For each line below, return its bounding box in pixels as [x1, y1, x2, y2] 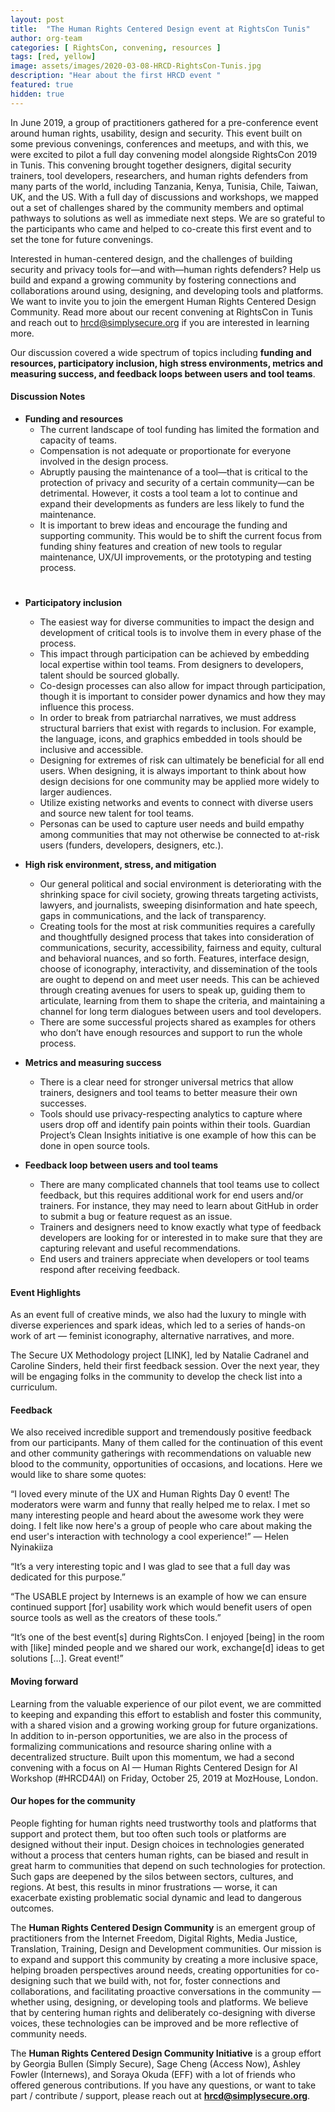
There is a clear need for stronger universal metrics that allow [39, 1076, 294, 1088]
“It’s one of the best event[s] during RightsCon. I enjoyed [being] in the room [10, 1631, 325, 1643]
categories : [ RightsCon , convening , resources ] [10, 42, 222, 53]
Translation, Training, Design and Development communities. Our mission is [10, 1942, 322, 1955]
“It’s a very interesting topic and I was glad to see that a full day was [10, 1561, 291, 1573]
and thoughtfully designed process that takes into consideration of [39, 931, 315, 943]
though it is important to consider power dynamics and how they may [39, 691, 326, 703]
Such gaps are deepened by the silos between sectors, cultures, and [10, 1870, 294, 1882]
